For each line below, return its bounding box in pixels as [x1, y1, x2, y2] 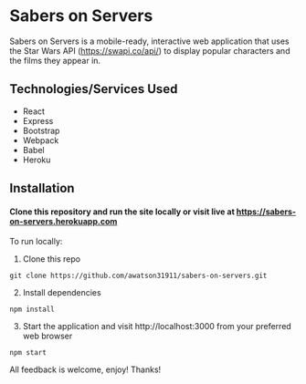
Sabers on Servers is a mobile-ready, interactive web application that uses [9, 36, 290, 47]
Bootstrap [22, 125, 60, 136]
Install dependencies [22, 287, 102, 298]
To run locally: [9, 236, 63, 247]
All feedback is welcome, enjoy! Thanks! [9, 364, 162, 375]
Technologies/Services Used [9, 81, 178, 97]
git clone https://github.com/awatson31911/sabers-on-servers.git [9, 271, 268, 281]
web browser [22, 330, 73, 342]
